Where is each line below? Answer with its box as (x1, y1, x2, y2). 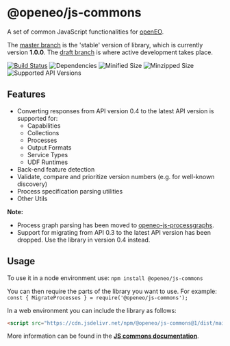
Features (7, 89, 46, 100)
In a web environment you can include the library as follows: (7, 306, 177, 314)
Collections (27, 128, 60, 137)
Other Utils (16, 194, 48, 203)
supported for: (16, 114, 58, 122)
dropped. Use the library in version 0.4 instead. (16, 235, 151, 244)
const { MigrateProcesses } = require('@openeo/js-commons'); (7, 294, 188, 301)
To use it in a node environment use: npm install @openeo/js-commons (7, 273, 203, 282)
